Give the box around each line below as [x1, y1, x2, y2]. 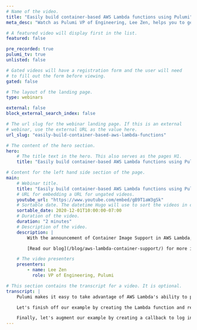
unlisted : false [6, 57, 46, 63]
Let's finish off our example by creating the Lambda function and [16, 304, 185, 311]
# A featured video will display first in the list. [6, 30, 138, 36]
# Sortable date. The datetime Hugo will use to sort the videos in [16, 202, 188, 208]
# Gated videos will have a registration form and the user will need [6, 67, 182, 73]
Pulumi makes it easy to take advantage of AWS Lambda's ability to [16, 294, 188, 300]
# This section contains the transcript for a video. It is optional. [6, 283, 182, 289]
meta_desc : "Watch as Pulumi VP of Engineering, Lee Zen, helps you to [6, 19, 185, 25]
